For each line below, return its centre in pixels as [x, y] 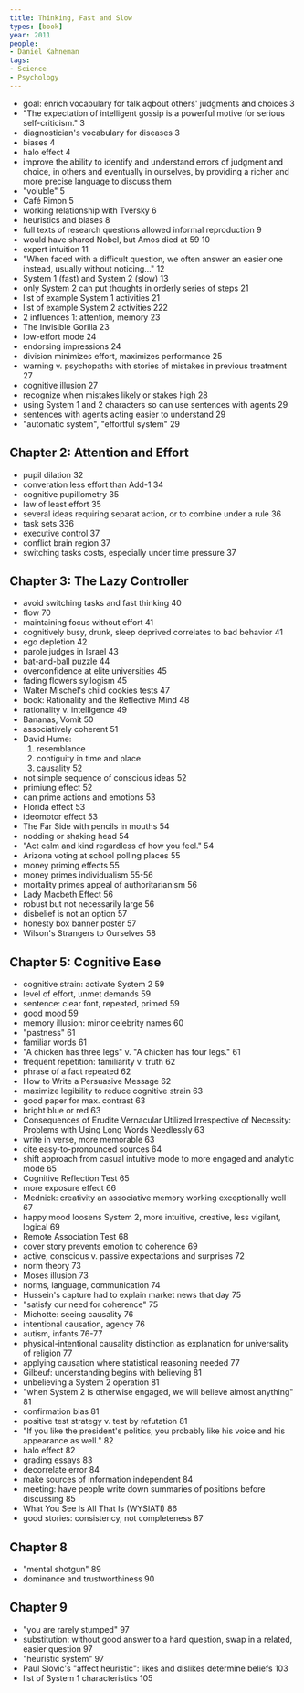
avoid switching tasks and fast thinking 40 [102, 603]
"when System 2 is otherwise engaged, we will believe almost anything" [158, 1392]
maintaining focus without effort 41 [88, 623]
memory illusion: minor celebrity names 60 [103, 1023]
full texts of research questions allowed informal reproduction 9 [142, 229]
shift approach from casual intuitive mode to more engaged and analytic [158, 1159]
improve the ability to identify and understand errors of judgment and [153, 162]
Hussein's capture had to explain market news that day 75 [132, 1295]
